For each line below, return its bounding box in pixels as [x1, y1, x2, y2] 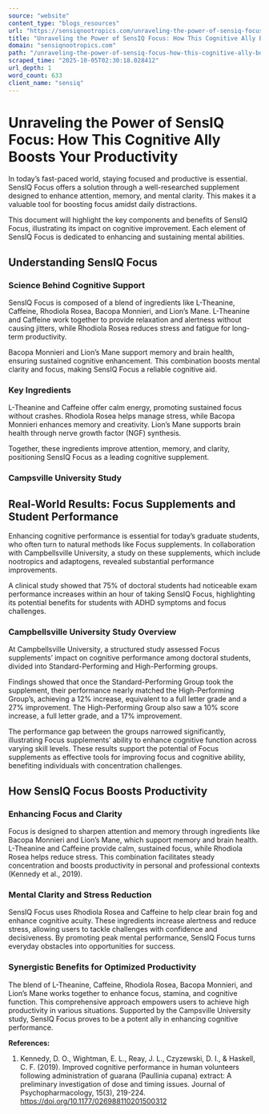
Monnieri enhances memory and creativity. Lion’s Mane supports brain [8, 420, 242, 429]
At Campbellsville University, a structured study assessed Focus [8, 644, 220, 654]
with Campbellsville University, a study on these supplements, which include [8, 548, 261, 558]
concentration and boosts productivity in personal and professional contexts [8, 860, 260, 871]
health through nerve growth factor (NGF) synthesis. [8, 429, 182, 438]
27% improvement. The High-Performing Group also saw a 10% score [8, 703, 239, 713]
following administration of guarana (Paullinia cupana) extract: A [19, 1071, 232, 1080]
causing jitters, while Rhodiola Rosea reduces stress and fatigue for [8, 323, 231, 333]
